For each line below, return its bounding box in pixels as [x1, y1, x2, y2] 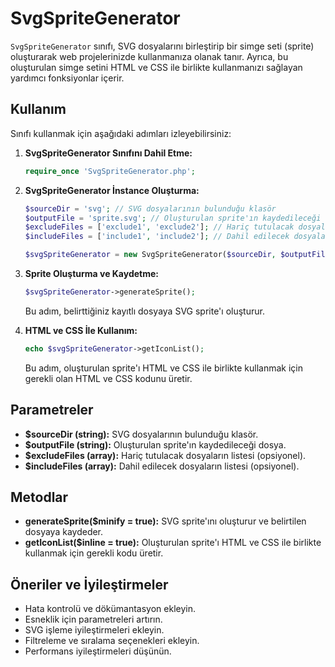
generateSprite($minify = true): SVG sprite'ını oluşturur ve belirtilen [24, 515, 307, 527]
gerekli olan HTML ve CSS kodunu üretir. [24, 372, 193, 384]
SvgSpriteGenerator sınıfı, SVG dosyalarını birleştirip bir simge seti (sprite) [10, 40, 315, 52]
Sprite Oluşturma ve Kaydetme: [24, 268, 160, 279]
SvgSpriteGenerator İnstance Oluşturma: [24, 184, 200, 196]
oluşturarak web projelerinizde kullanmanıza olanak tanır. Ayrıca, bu [10, 50, 289, 62]
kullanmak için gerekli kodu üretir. [24, 547, 164, 559]
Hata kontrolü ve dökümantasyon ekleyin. [24, 603, 196, 615]
